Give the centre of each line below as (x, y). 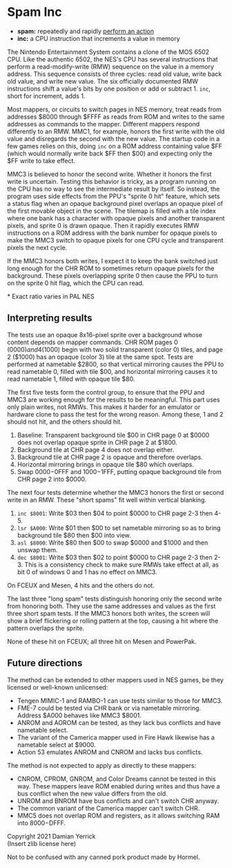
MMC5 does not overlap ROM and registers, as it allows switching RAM (118, 815)
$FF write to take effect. (41, 160)
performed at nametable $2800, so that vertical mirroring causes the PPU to (116, 364)
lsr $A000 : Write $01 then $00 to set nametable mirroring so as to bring (119, 528)
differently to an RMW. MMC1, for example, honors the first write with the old (116, 131)
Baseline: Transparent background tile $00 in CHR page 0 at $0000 (113, 435)
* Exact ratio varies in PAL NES (51, 296)
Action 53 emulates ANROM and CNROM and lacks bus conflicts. (110, 752)
